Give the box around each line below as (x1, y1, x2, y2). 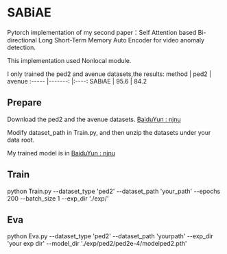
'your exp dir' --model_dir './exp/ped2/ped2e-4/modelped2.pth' (7, 240, 187, 248)
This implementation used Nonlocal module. (7, 56, 132, 64)
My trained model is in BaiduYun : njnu (7, 149, 115, 157)
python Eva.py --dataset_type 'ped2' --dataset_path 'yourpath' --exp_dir (7, 232, 214, 240)
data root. (7, 136, 35, 144)
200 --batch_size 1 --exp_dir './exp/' (7, 194, 109, 203)
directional (7, 36, 38, 44)
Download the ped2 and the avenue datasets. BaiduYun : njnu (7, 115, 182, 123)
